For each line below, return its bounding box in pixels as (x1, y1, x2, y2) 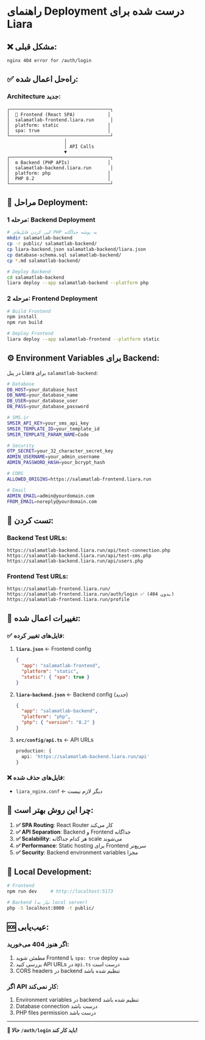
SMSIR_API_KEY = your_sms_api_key (7, 420, 89, 426)
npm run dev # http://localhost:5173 (7, 888, 114, 894)
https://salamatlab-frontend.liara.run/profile (7, 597, 130, 603)
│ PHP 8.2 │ (7, 175, 111, 181)
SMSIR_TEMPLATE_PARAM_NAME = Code (7, 431, 89, 438)
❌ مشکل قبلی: (7, 41, 57, 52)
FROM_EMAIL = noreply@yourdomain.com (7, 498, 97, 505)
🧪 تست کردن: (7, 515, 54, 525)
